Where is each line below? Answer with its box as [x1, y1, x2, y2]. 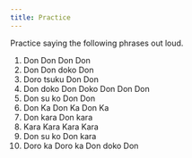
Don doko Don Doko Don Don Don [22, 83, 151, 94]
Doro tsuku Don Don [22, 73, 100, 85]
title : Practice [10, 12, 71, 22]
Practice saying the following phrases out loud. [10, 37, 184, 48]
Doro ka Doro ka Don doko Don [22, 140, 139, 151]
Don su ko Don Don [22, 93, 96, 104]
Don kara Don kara [22, 112, 93, 122]
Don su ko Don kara [22, 130, 97, 141]
